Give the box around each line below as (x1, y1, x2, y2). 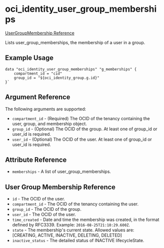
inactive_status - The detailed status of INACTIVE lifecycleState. (12, 238, 144, 244)
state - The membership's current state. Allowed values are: (12, 227, 135, 233)
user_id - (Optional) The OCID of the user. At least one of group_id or (12, 136, 152, 142)
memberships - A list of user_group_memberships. (12, 169, 111, 174)
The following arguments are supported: (5, 106, 87, 112)
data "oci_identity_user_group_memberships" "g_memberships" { (5, 67, 137, 72)
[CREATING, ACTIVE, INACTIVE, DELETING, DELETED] (12, 232, 122, 238)
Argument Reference (5, 93, 70, 101)
